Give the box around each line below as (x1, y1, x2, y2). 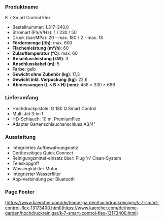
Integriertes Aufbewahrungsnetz (12, 145, 79, 150)
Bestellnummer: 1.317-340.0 (12, 24, 69, 30)
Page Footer (5, 188, 35, 195)
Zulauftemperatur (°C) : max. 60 (12, 50, 78, 56)
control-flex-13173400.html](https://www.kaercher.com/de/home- (5, 205, 139, 211)
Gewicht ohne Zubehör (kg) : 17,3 (12, 72, 80, 77)
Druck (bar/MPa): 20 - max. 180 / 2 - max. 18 (12, 35, 103, 40)
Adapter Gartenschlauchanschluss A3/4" (12, 121, 96, 127)
